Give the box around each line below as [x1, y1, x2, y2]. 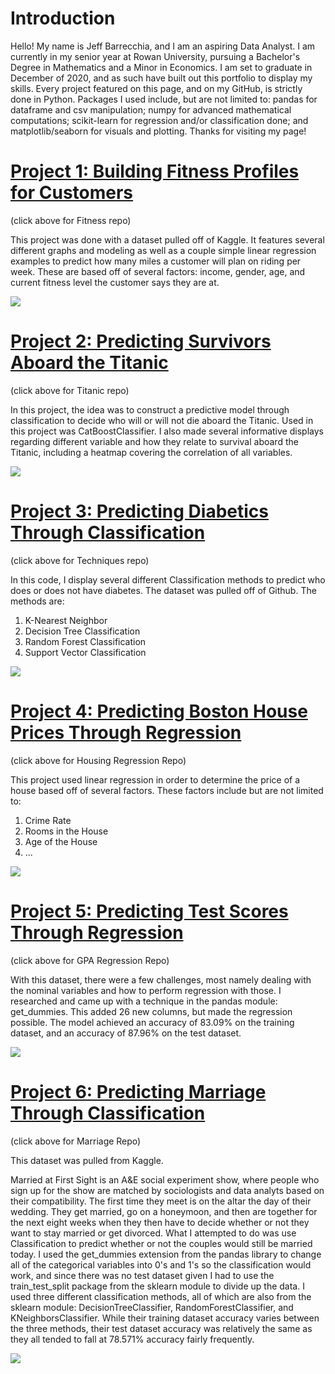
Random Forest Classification [24, 635, 147, 647]
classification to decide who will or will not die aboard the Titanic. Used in [10, 414, 314, 426]
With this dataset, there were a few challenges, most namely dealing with [10, 973, 312, 986]
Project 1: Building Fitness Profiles [10, 160, 300, 183]
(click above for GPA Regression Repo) [10, 954, 170, 966]
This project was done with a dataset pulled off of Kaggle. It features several [10, 233, 325, 246]
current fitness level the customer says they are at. [10, 276, 220, 288]
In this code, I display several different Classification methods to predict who [10, 573, 326, 586]
